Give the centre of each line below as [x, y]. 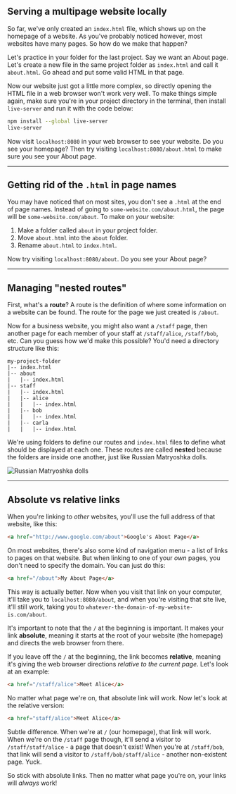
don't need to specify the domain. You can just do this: [86, 565]
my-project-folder [34, 361]
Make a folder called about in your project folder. [87, 230]
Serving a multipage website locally [87, 12]
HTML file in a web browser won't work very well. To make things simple [112, 93]
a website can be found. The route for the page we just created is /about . [113, 312]
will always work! [32, 783]
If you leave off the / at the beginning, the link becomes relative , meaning [114, 656]
